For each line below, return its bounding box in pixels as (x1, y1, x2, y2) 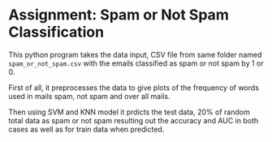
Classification (8, 23, 104, 41)
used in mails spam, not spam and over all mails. (8, 91, 171, 101)
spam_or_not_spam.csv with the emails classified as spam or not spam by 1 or (8, 58, 264, 68)
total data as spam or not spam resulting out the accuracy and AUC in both (8, 115, 259, 125)
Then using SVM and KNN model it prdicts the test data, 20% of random (8, 107, 250, 117)
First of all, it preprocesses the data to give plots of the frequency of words (8, 83, 260, 93)
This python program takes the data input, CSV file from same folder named (8, 49, 262, 59)
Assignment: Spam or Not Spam (8, 6, 229, 24)
